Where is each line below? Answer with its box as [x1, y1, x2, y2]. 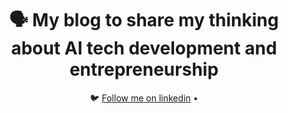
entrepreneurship [69, 58, 219, 81]
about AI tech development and [10, 37, 278, 60]
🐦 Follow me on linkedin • [89, 92, 199, 104]
